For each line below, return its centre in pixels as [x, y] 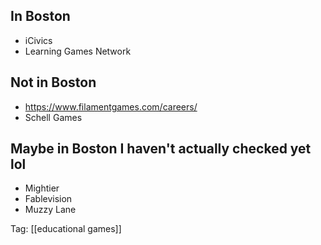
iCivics [38, 40]
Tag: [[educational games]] [66, 229]
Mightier [42, 188]
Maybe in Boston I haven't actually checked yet [161, 149]
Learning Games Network [78, 51]
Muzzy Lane [50, 210]
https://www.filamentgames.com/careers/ [111, 106]
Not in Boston [53, 82]
